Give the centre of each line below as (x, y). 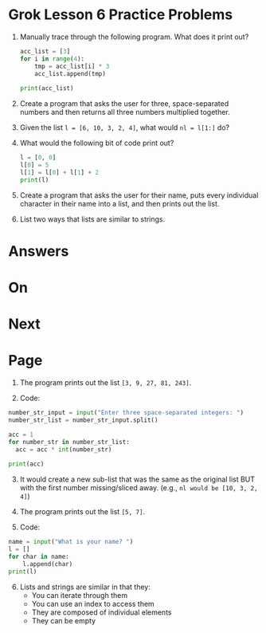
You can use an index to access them (93, 604)
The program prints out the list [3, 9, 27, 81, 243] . (106, 383)
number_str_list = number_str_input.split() (83, 420)
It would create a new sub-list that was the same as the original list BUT (137, 479)
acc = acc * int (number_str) (64, 449)
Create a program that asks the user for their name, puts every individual (139, 195)
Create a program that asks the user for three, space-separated (124, 104)
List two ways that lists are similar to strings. (92, 219)
